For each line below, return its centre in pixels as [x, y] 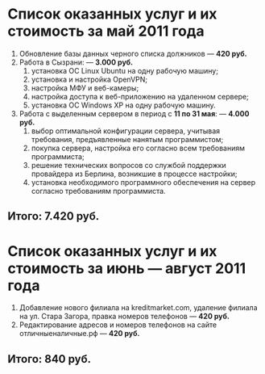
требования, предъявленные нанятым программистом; [127, 139]
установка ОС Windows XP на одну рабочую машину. [123, 105]
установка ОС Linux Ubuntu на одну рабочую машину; [125, 70]
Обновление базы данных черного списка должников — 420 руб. [133, 53]
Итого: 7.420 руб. [54, 216]
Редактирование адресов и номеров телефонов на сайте [118, 325]
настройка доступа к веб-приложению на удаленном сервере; [140, 96]
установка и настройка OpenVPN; [89, 79]
